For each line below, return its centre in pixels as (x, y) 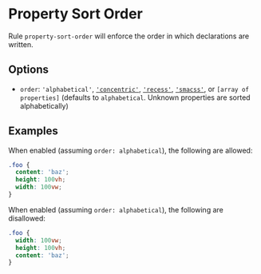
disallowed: (27, 218)
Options (29, 70)
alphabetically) (44, 105)
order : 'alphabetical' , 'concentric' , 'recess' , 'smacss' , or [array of (134, 89)
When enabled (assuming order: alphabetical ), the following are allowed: (130, 150)
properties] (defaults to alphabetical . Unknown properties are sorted (135, 97)
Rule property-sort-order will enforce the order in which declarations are (129, 36)
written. (21, 44)
